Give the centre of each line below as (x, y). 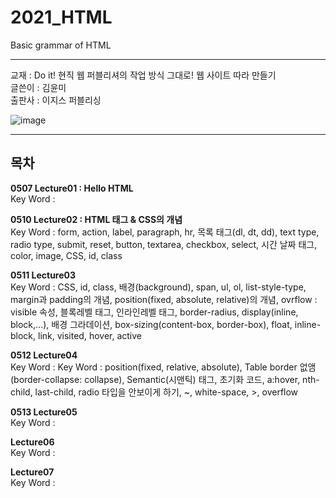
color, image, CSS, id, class (66, 255)
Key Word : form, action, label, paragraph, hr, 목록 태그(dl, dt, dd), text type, (165, 232)
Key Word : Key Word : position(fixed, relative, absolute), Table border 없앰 (163, 367)
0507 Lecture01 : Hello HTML (72, 188)
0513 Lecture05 (44, 412)
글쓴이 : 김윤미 (38, 87)
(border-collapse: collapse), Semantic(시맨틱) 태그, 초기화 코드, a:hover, (155, 379)
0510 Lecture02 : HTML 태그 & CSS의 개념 (96, 219)
